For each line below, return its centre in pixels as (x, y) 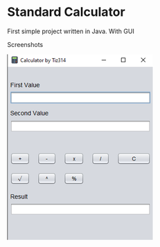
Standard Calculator (66, 12)
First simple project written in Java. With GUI (71, 31)
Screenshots (25, 44)
